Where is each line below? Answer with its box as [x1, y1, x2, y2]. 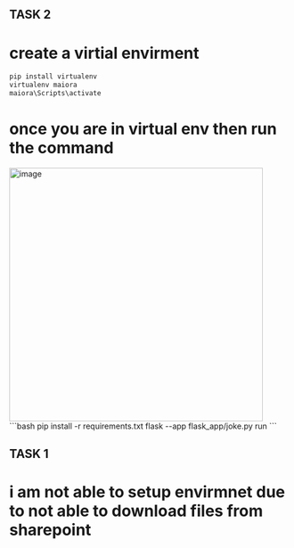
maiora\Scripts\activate [9, 89, 102, 98]
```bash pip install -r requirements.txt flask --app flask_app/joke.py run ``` [9, 421, 278, 431]
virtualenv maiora [9, 80, 78, 90]
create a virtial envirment [9, 43, 200, 63]
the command [9, 138, 114, 159]
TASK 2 [9, 7, 52, 22]
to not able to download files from [9, 501, 264, 521]
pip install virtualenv [9, 72, 98, 81]
